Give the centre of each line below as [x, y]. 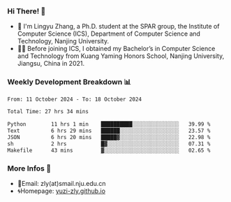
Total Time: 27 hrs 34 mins [48, 112]
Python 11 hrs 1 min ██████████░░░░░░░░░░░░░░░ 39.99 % [109, 124]
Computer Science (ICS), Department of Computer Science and [109, 34]
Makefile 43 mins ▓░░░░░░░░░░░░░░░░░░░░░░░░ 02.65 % [109, 150]
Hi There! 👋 [27, 11]
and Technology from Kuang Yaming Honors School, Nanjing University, [121, 56]
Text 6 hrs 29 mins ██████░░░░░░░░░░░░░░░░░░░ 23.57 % [109, 131]
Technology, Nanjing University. [63, 41]
